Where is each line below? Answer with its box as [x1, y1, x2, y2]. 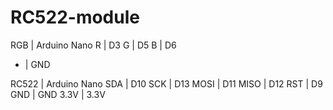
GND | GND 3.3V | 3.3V [10, 88, 106, 100]
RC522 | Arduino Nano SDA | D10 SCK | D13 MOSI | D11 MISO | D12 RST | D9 [10, 77, 323, 90]
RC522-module [10, 6, 140, 29]
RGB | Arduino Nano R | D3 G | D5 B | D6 [10, 39, 177, 51]
